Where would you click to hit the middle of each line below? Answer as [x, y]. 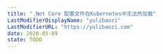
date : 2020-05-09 [33, 33]
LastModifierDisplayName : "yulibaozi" [64, 20]
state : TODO [25, 40]
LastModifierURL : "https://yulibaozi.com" [70, 27]
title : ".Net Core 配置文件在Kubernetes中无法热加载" [82, 14]
